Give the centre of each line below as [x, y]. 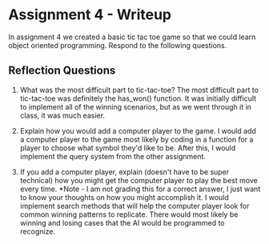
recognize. [38, 231]
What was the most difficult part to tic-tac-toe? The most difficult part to [139, 90]
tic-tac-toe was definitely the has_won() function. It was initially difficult [138, 98]
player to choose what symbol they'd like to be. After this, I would [128, 148]
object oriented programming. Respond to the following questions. [118, 45]
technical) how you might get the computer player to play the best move [139, 180]
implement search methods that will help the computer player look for [134, 206]
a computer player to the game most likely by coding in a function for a [137, 139]
